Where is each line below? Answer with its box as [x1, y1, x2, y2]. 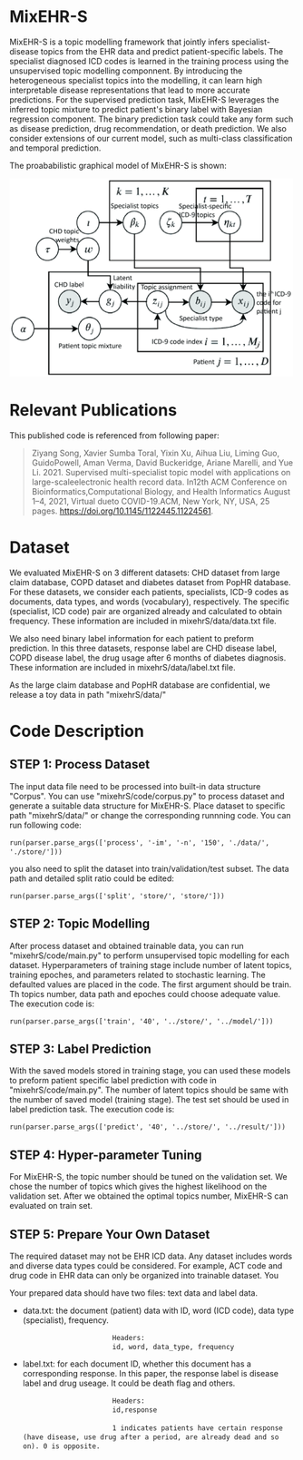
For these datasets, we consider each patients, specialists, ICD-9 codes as [9, 586, 289, 597]
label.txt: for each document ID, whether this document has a [22, 1358, 252, 1369]
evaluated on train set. [9, 1200, 93, 1211]
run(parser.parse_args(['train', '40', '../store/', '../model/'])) [9, 1016, 274, 1026]
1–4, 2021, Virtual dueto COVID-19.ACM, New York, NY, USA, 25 [31, 495, 270, 506]
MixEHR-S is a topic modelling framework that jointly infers [9, 36, 230, 47]
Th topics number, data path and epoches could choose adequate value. [9, 988, 281, 999]
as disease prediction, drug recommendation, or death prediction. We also [9, 122, 288, 133]
